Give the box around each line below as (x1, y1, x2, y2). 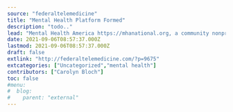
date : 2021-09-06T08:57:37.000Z (7, 36, 101, 43)
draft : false (7, 49, 45, 56)
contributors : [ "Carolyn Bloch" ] (7, 68, 104, 75)
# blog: (7, 88, 33, 95)
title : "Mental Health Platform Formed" (7, 17, 126, 24)
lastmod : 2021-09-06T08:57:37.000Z (7, 42, 110, 49)
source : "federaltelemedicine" (7, 10, 98, 17)
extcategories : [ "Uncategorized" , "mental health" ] (7, 62, 157, 69)
